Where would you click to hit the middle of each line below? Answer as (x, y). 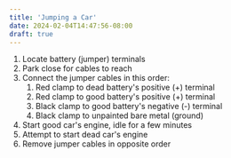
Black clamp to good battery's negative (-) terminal (129, 107)
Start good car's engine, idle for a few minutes (107, 125)
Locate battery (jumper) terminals (84, 59)
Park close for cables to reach (77, 68)
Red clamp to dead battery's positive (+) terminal (125, 87)
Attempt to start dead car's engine (85, 135)
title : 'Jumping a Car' (53, 17)
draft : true (31, 34)
